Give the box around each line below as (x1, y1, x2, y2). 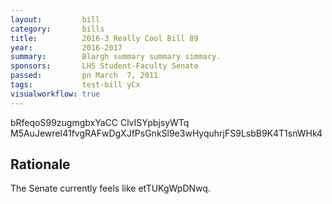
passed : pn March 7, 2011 (10, 71, 159, 81)
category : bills (10, 24, 105, 34)
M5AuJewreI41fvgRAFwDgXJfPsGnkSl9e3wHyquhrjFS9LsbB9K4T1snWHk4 (10, 127, 323, 139)
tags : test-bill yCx (10, 80, 141, 90)
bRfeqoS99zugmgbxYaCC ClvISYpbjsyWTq (10, 116, 190, 128)
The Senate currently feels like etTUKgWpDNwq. (10, 182, 211, 195)
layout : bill (10, 14, 101, 25)
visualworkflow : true (10, 89, 101, 99)
